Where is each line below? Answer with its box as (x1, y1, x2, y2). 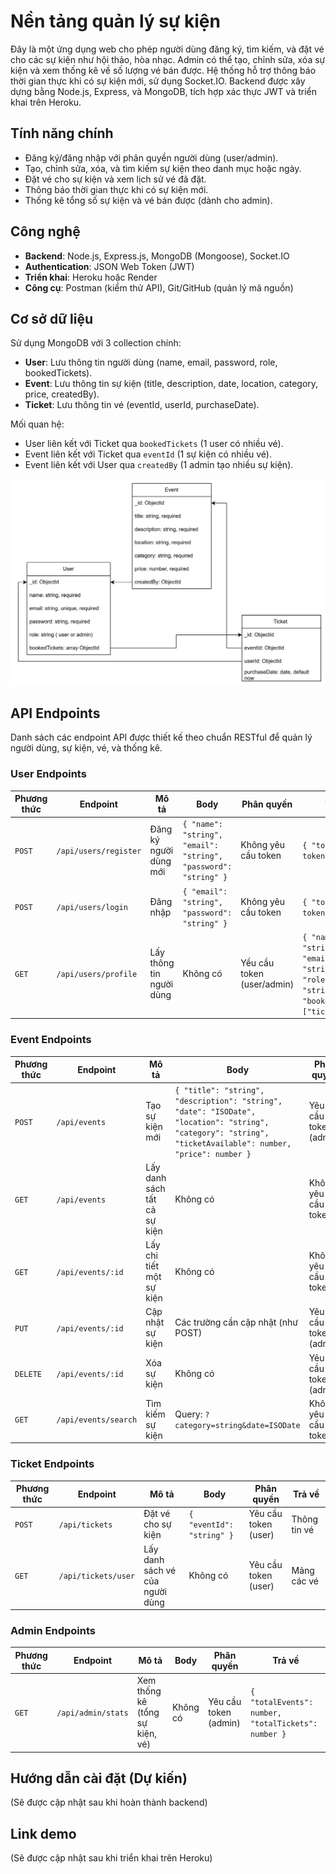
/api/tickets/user (58, 1571, 136, 1582)
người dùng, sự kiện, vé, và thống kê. (10, 742, 163, 754)
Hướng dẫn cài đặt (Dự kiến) (10, 1770, 188, 1787)
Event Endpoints (10, 1033, 92, 1047)
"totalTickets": (249, 1719, 318, 1729)
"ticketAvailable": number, (174, 1138, 292, 1149)
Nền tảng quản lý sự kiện (10, 10, 221, 33)
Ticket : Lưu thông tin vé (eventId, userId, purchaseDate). (24, 399, 260, 411)
